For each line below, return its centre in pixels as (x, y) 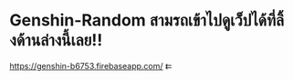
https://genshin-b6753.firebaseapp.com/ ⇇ (91, 65)
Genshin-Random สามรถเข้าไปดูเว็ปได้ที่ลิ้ (147, 20)
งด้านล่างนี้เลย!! (56, 40)
